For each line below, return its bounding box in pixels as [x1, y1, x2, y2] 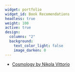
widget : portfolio [5, 7, 42, 12]
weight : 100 [5, 20, 29, 26]
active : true [5, 25, 31, 30]
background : [9, 39, 34, 44]
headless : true [5, 16, 36, 21]
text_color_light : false [13, 43, 63, 48]
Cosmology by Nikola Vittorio [12, 61, 70, 67]
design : [5, 30, 21, 35]
